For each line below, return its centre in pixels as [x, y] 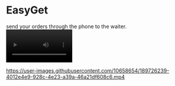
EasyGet [27, 10]
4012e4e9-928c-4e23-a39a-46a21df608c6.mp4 [65, 77]
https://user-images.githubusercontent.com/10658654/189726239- [88, 70]
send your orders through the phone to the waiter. [66, 26]
